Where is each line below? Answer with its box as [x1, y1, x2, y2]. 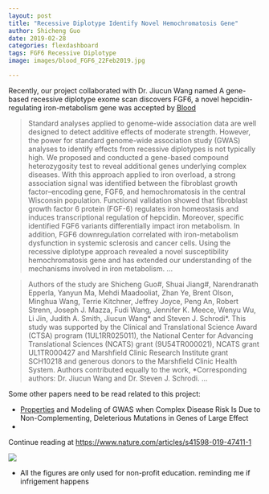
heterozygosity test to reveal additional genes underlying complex [27, 161, 247, 171]
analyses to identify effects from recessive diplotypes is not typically [27, 144, 256, 154]
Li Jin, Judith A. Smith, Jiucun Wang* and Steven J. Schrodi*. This [27, 313, 247, 323]
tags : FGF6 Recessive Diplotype [8, 49, 116, 57]
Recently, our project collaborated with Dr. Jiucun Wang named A [8, 85, 225, 95]
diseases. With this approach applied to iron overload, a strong [27, 170, 236, 179]
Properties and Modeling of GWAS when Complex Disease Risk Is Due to [19, 404, 261, 414]
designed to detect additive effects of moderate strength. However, [27, 126, 251, 137]
